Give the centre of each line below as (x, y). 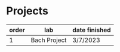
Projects (27, 11)
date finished (92, 30)
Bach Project (49, 40)
